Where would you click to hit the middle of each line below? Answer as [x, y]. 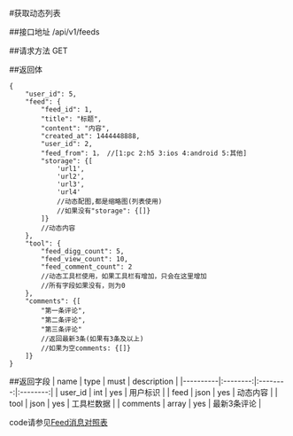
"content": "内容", [76, 128]
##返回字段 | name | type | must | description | [94, 381]
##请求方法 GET [39, 51]
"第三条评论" [62, 330]
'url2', [71, 176]
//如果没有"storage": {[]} [104, 211]
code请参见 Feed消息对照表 [58, 422]
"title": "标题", [71, 119]
